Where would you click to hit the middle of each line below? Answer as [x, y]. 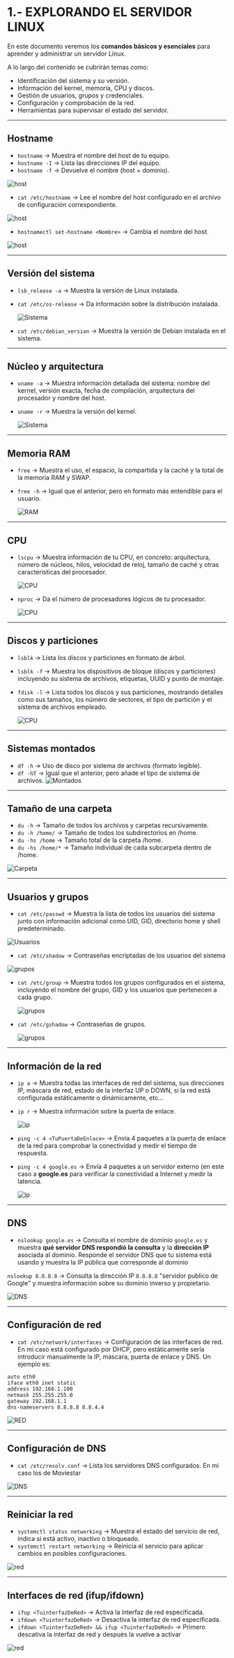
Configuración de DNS [57, 1449]
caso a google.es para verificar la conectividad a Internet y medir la [115, 1174]
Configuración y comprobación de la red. [76, 102]
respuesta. [33, 1153]
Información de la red [55, 1066]
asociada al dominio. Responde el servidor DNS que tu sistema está [115, 1255]
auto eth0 [22, 1377]
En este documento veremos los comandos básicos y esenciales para [109, 46]
